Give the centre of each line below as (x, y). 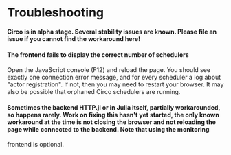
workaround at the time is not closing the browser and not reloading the (112, 122)
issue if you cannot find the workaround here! (74, 38)
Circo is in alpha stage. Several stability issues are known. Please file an (112, 32)
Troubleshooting (56, 13)
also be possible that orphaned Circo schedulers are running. (94, 92)
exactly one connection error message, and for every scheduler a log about (114, 77)
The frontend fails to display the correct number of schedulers (98, 55)
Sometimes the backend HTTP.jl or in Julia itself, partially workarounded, (114, 107)
